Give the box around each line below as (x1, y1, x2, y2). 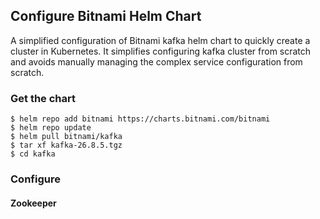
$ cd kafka (10, 149, 56, 159)
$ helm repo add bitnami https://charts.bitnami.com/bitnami (10, 114, 271, 124)
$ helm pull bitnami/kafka (10, 132, 123, 142)
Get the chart (10, 91, 77, 105)
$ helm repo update (10, 123, 92, 133)
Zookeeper (10, 197, 57, 209)
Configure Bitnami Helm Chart (10, 8, 202, 25)
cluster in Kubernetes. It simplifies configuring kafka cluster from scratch (10, 45, 312, 57)
